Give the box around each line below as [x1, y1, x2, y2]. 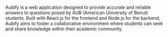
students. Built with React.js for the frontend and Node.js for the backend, [5, 15, 160, 21]
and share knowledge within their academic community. [5, 26, 123, 32]
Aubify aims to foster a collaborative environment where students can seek [5, 20, 163, 26]
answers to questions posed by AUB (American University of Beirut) [5, 10, 148, 16]
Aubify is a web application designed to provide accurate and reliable [5, 5, 151, 10]
